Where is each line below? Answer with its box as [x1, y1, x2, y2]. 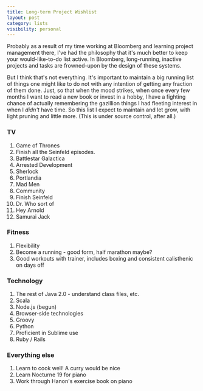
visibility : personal [7, 26, 62, 32]
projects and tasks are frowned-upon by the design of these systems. [7, 62, 182, 69]
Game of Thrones [15, 141, 60, 149]
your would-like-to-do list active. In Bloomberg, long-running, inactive [7, 55, 182, 63]
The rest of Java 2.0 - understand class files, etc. [15, 291, 139, 298]
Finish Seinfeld [15, 193, 53, 201]
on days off [15, 261, 45, 269]
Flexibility [15, 242, 40, 249]
